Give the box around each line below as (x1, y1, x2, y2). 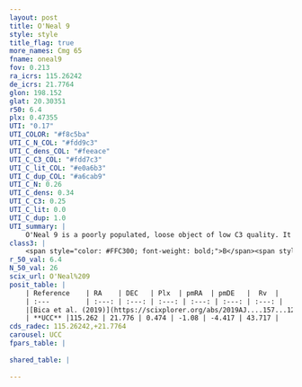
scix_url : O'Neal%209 (9, 272, 91, 281)
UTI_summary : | (9, 222, 67, 231)
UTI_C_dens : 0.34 (9, 189, 75, 198)
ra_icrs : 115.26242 (9, 72, 83, 81)
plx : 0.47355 (9, 113, 58, 122)
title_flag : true (9, 38, 75, 48)
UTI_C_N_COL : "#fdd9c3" (9, 138, 99, 147)
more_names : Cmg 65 (9, 47, 83, 56)
